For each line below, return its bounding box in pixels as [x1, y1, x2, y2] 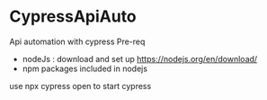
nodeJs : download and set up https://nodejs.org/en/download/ [22, 53, 258, 64]
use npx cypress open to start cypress [9, 80, 152, 91]
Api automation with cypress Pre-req [9, 36, 146, 47]
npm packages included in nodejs [22, 63, 148, 74]
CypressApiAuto [9, 6, 137, 27]
